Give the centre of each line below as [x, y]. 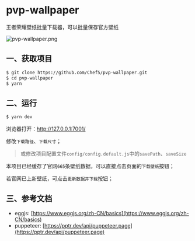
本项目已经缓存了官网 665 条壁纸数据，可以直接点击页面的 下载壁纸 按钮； [90, 166]
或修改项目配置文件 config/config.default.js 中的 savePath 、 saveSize [103, 154]
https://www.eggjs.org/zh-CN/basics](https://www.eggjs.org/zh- [111, 213]
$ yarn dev [19, 117]
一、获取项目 [29, 59]
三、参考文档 [29, 199]
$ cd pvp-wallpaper [30, 78]
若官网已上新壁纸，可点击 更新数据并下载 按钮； [60, 178]
